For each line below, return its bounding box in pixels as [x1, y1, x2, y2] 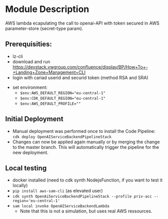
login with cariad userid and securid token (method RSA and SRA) [12, 74, 149, 81]
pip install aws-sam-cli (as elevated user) [12, 188, 103, 194]
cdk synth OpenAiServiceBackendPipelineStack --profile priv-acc [12, 194, 152, 199]
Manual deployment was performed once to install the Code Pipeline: [12, 128, 155, 134]
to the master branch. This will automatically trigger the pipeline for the [12, 144, 159, 150]
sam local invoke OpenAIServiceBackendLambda [12, 204, 109, 209]
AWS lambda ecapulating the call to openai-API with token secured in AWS [5, 20, 159, 26]
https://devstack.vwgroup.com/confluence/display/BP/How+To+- [12, 64, 148, 70]
